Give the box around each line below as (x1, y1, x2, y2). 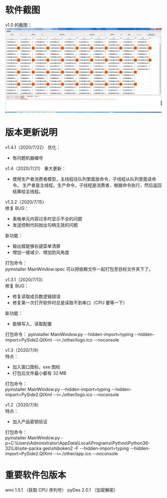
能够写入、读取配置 (12, 321, 52, 327)
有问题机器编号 (12, 155, 43, 161)
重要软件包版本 (5, 470, 67, 481)
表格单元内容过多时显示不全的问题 (12, 216, 83, 222)
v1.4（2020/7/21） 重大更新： (5, 166, 66, 171)
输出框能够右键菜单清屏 (12, 243, 61, 249)
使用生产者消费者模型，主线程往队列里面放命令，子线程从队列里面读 (12, 176, 152, 182)
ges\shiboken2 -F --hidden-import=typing (42, 445, 129, 451)
